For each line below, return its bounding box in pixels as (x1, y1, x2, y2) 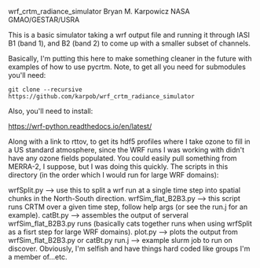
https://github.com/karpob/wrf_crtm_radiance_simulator (8, 93, 195, 101)
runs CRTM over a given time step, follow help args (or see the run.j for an (8, 202, 248, 211)
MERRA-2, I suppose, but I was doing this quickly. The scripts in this (8, 162, 229, 171)
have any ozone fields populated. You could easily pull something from (8, 153, 237, 163)
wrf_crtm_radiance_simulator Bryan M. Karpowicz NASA (8, 7, 190, 16)
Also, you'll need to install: (8, 106, 93, 116)
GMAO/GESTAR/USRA (8, 15, 80, 24)
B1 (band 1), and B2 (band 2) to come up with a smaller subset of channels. (8, 39, 251, 48)
